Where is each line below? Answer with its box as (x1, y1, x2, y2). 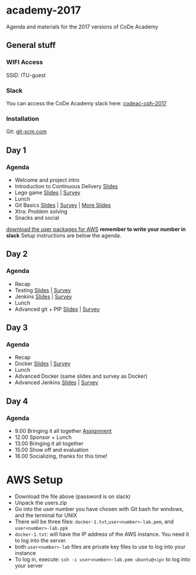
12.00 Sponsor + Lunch (14, 433, 72, 441)
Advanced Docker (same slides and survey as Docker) (14, 372, 148, 380)
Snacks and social (14, 214, 59, 221)
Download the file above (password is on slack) (14, 493, 131, 500)
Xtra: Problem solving (14, 208, 68, 215)
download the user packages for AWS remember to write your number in (6, 226, 187, 233)
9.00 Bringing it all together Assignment (14, 427, 112, 434)
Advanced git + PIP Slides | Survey (14, 306, 100, 313)
